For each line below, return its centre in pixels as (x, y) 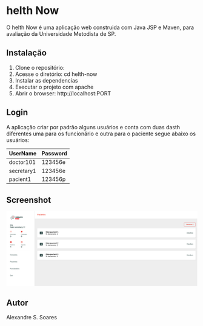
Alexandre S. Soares (32, 318)
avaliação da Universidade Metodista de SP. (61, 33)
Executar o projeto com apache (54, 87)
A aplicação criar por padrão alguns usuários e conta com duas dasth (93, 127)
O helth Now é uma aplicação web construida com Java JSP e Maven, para (100, 27)
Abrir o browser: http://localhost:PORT (63, 93)
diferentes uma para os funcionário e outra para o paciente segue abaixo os (101, 134)
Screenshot (29, 200)
